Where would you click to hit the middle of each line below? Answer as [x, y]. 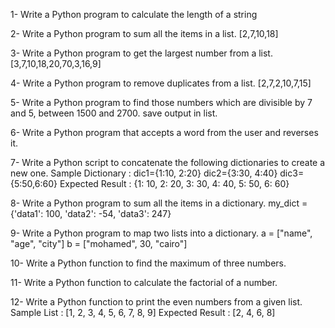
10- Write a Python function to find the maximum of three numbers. [148, 263]
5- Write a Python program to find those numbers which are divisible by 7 [161, 102]
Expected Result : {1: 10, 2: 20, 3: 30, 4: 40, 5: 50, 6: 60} [174, 183]
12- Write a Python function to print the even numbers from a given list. [156, 302]
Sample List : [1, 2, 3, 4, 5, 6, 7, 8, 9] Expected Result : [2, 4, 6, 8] [143, 312]
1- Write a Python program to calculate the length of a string [134, 14]
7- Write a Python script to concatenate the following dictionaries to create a [168, 162]
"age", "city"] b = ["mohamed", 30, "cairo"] [99, 243]
